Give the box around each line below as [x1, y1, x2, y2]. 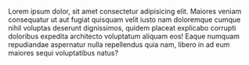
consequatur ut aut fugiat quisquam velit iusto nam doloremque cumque [8, 15, 241, 24]
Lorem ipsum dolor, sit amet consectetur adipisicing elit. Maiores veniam [8, 7, 242, 16]
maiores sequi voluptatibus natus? [8, 49, 119, 57]
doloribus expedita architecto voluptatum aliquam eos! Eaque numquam [8, 31, 240, 41]
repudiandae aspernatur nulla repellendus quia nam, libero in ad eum [8, 40, 230, 49]
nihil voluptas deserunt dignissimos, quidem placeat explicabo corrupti [8, 23, 236, 32]
